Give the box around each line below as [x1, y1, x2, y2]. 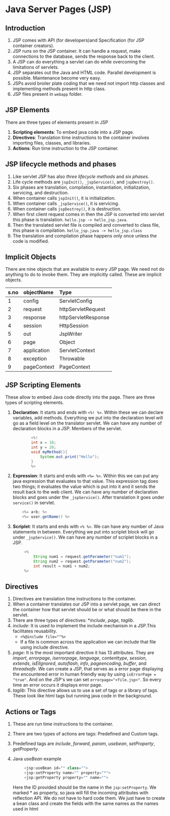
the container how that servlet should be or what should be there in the [12, 607, 161, 613]
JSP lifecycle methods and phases [5, 160, 117, 168]
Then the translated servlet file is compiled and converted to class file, [12, 222, 160, 228]
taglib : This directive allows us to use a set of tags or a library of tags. [12, 687, 159, 693]
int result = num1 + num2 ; [33, 563, 90, 569]
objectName [23, 289, 54, 296]
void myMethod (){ [31, 449, 67, 454]
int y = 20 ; [31, 445, 56, 450]
